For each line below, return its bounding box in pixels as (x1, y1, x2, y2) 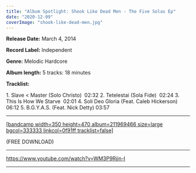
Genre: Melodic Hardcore (6, 58, 68, 65)
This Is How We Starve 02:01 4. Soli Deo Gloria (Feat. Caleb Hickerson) (6, 98, 178, 105)
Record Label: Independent (6, 47, 72, 54)
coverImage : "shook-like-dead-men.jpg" (6, 19, 103, 25)
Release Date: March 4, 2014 (6, 36, 76, 43)
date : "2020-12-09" (6, 14, 54, 20)
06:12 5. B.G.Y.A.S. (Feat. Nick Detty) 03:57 (6, 104, 110, 111)
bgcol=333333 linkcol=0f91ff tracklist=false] (6, 127, 114, 134)
